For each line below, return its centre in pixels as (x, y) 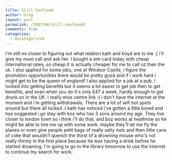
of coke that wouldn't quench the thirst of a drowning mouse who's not (80, 135)
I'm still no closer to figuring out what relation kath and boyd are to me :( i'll (84, 53)
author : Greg (19, 15)
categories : (18, 34)
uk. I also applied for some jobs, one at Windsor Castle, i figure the (76, 69)
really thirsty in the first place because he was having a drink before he (80, 141)
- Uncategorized (27, 39)
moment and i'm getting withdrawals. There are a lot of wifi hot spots (78, 102)
